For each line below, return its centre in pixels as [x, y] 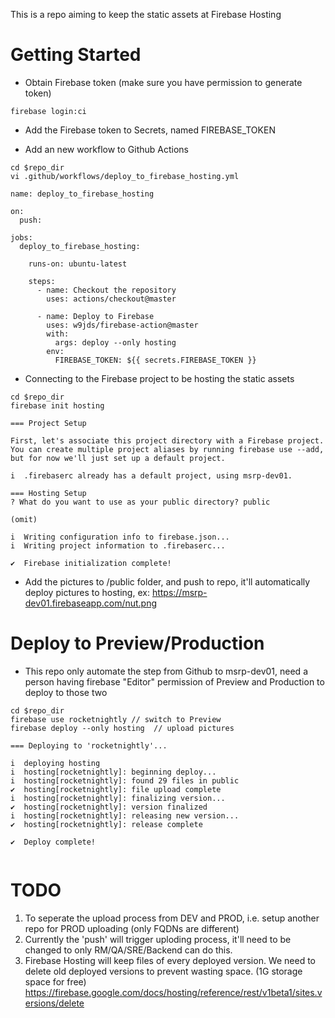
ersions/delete [54, 1003]
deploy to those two [66, 692]
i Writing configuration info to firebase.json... [120, 537]
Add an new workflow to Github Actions [107, 149]
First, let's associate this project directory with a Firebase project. [167, 440]
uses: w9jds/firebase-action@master [122, 325]
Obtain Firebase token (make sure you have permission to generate [163, 82]
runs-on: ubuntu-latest [78, 264]
